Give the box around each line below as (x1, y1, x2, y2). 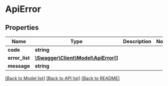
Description (122, 38, 151, 45)
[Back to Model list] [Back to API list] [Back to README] (5, 76, 120, 81)
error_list (7, 55, 30, 61)
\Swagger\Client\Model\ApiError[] (34, 55, 118, 61)
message (7, 63, 30, 69)
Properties (5, 23, 39, 32)
